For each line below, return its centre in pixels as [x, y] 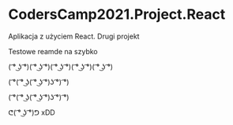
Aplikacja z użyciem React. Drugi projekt [74, 36]
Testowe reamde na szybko [53, 51]
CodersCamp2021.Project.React [117, 15]
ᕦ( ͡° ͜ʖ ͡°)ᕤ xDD [32, 112]
